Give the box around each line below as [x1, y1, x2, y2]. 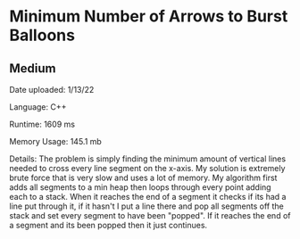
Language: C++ [9, 102, 67, 112]
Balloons [9, 25, 76, 45]
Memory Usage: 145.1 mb [9, 136, 103, 146]
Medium [9, 61, 56, 76]
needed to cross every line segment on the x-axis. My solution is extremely [9, 163, 286, 173]
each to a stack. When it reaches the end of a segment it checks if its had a [9, 192, 287, 202]
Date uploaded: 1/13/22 [9, 85, 95, 95]
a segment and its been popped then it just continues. [9, 220, 208, 230]
